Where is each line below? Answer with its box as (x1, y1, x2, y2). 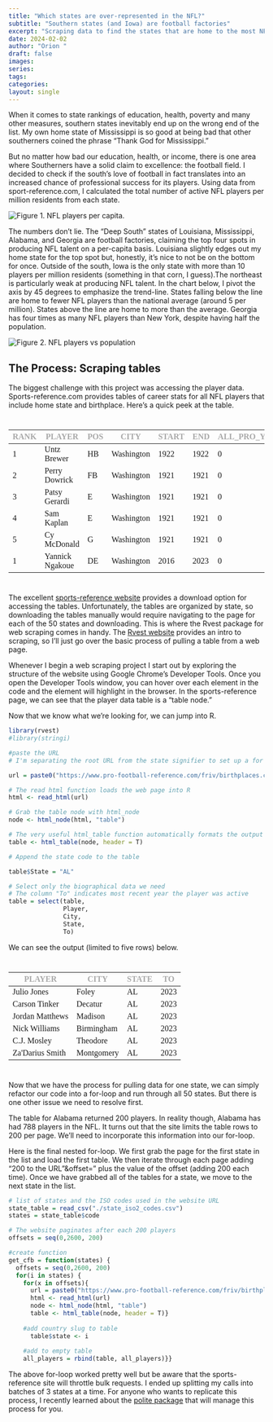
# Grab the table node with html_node (8, 808, 140, 817)
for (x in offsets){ (23, 1279, 89, 1288)
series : (8, 65, 35, 73)
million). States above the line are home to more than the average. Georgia (8, 305, 258, 315)
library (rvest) (8, 727, 60, 735)
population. (8, 322, 46, 332)
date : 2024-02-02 (8, 34, 67, 43)
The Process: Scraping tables (8, 361, 161, 375)
